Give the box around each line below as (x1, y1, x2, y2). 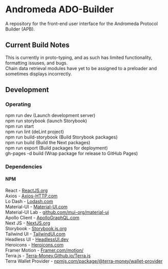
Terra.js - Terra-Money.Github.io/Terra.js (5, 252, 91, 259)
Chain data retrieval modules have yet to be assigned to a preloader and (5, 65, 157, 71)
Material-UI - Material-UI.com (5, 204, 68, 210)
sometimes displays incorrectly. (5, 71, 73, 77)
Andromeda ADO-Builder (5, 4, 114, 15)
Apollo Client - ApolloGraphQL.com (5, 214, 80, 220)
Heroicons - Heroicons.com (5, 241, 64, 248)
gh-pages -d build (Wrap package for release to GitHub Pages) (5, 150, 138, 156)
